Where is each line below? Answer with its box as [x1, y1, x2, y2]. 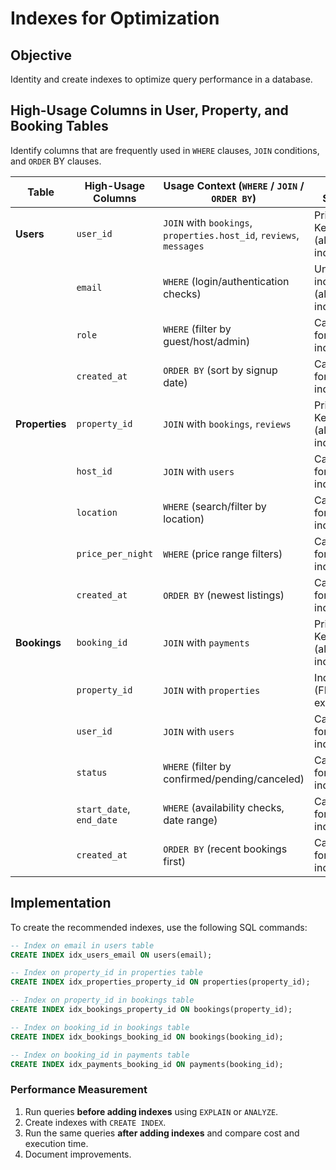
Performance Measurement [10, 1083, 148, 1097]
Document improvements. [24, 1148, 132, 1160]
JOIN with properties [163, 683, 261, 697]
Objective [10, 47, 73, 64]
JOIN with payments [163, 635, 250, 649]
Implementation [10, 895, 112, 912]
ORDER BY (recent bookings [163, 842, 288, 856]
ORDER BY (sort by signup [163, 363, 278, 377]
